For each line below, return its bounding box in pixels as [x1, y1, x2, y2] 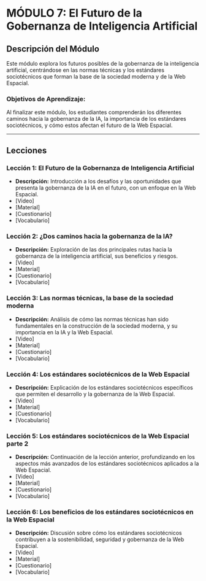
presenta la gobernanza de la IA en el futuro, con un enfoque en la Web [15, 184, 196, 191]
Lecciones [6, 145, 47, 156]
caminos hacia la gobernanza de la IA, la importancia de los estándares [6, 115, 186, 123]
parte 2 [6, 439, 29, 448]
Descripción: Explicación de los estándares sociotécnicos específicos [15, 383, 193, 391]
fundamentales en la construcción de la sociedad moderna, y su [15, 322, 178, 329]
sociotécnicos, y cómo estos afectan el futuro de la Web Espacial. [6, 121, 173, 129]
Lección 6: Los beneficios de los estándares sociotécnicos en [6, 508, 194, 517]
